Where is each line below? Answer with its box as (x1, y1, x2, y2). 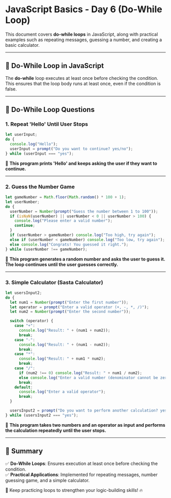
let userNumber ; (5, 199, 40, 204)
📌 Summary (5, 447, 43, 456)
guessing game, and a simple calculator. (5, 477, 90, 483)
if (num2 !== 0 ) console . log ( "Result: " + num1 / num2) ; (18, 370, 142, 375)
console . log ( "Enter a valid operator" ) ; (18, 389, 106, 395)
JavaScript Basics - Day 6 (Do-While (5, 4, 162, 15)
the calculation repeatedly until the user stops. (5, 427, 106, 433)
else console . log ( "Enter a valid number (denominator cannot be (18, 375, 158, 380)
